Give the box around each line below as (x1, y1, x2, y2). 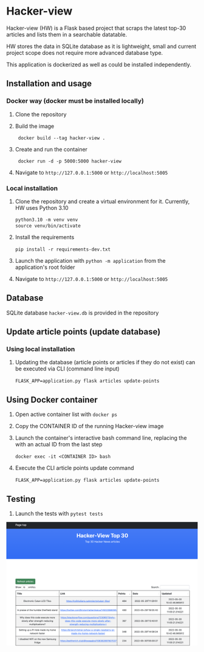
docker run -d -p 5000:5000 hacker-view (18, 158, 122, 164)
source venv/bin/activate (15, 223, 81, 229)
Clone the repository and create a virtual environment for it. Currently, (15, 198, 190, 205)
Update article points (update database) (6, 327, 161, 337)
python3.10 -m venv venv (15, 217, 78, 223)
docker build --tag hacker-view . (18, 135, 106, 141)
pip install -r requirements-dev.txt (15, 246, 111, 252)
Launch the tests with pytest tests (15, 510, 103, 518)
